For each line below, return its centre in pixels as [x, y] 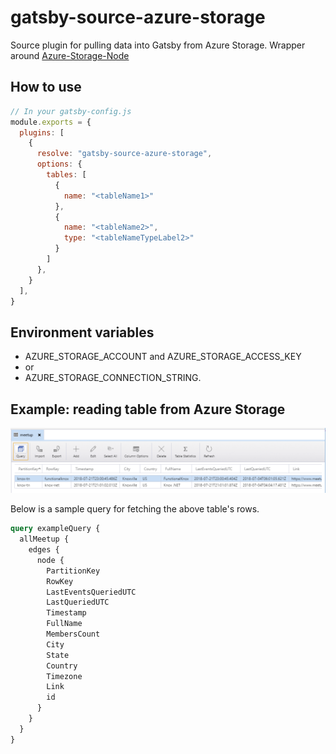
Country [62, 666]
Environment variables [82, 332]
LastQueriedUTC [78, 602]
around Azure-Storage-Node [70, 55]
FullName [64, 624]
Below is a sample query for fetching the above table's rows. [135, 509]
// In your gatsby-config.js [71, 111]
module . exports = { [51, 122]
